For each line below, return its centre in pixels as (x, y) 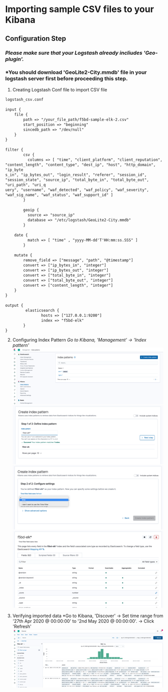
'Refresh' (22, 627)
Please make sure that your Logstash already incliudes (74, 53)
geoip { (31, 210)
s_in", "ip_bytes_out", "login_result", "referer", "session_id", (76, 175)
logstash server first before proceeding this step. (66, 79)
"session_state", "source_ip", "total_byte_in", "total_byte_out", (77, 180)
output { (14, 305)
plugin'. (15, 59)
